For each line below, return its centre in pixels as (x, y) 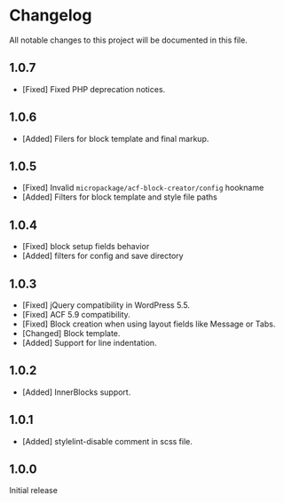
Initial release (33, 491)
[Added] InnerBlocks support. (76, 392)
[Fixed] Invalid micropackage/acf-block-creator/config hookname (143, 188)
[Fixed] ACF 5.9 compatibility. (76, 314)
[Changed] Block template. (71, 333)
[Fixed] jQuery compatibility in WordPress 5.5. (106, 305)
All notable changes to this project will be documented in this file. (129, 40)
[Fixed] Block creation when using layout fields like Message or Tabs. (149, 324)
